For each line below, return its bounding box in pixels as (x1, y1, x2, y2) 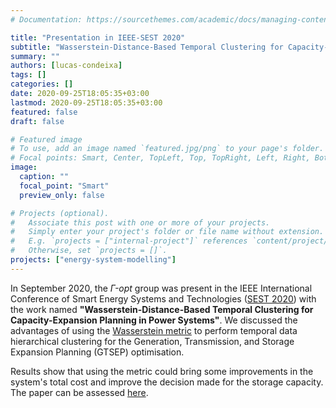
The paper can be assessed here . (10, 386, 149, 398)
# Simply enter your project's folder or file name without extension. (10, 227, 325, 237)
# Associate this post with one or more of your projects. (10, 217, 271, 228)
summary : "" (10, 51, 60, 61)
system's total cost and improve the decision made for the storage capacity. (10, 376, 324, 388)
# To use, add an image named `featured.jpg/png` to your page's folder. (10, 144, 325, 154)
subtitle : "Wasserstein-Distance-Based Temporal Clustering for (10, 42, 284, 52)
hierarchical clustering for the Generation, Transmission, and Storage (10, 335, 295, 347)
